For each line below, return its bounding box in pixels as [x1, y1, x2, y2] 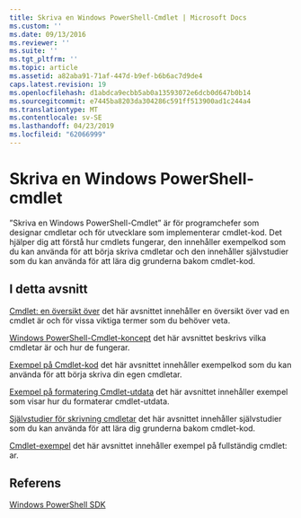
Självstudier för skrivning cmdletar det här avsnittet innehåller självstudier [9, 413, 282, 424]
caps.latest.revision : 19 [9, 80, 106, 89]
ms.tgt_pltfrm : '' [9, 55, 78, 64]
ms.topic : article [9, 64, 78, 73]
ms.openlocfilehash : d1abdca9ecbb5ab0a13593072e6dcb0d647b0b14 [9, 88, 252, 97]
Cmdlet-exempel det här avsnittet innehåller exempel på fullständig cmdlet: [9, 440, 288, 451]
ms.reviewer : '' [9, 38, 70, 48]
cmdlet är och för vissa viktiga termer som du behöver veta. [9, 315, 231, 326]
